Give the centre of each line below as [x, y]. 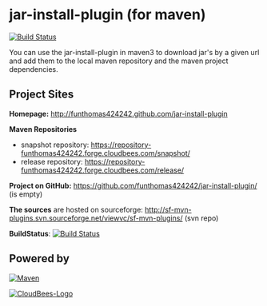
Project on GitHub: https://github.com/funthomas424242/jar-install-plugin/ [133, 185]
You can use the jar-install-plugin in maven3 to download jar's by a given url [134, 52]
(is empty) [26, 194]
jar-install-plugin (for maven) [108, 15]
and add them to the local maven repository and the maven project [119, 61]
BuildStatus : [30, 233]
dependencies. [34, 69]
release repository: [52, 161]
